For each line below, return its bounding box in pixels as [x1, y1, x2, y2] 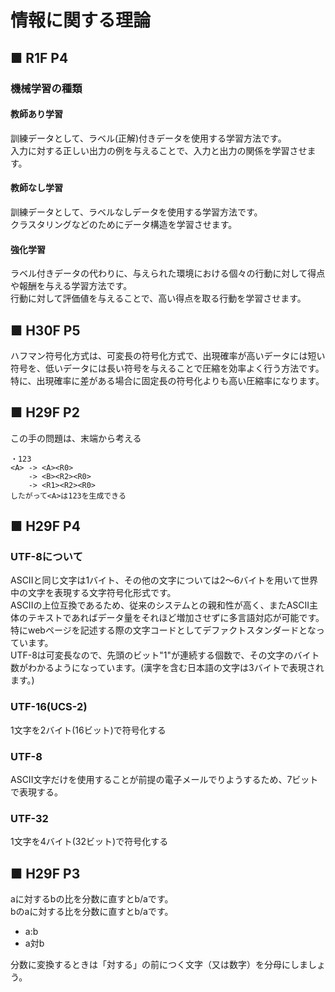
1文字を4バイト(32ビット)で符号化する [10, 836, 169, 848]
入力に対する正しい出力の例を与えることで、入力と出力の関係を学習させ [10, 144, 308, 156]
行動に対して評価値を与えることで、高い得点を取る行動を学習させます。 [10, 292, 307, 305]
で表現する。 [10, 786, 63, 798]
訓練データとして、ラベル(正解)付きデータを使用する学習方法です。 [10, 132, 287, 144]
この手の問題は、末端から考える [10, 432, 142, 444]
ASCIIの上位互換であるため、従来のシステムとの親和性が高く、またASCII [10, 599, 310, 611]
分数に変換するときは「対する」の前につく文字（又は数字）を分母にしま [10, 959, 308, 971]
